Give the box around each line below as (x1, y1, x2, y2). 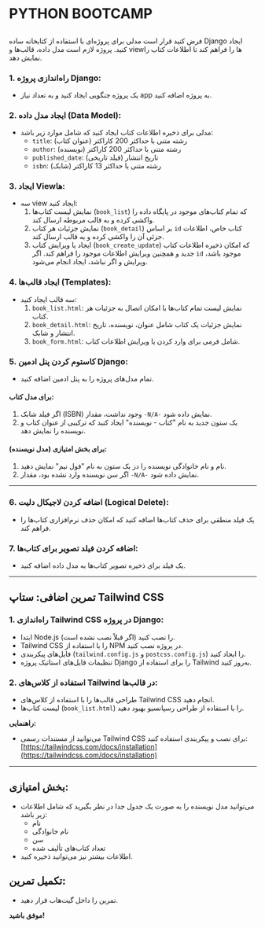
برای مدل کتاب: (9, 392, 54, 401)
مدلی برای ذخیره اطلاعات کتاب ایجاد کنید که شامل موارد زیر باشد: (20, 127, 214, 138)
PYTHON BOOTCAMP (9, 5, 153, 23)
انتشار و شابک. (31, 328, 75, 337)
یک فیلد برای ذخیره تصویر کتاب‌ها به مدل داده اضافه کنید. (20, 561, 186, 570)
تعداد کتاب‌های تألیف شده (31, 843, 106, 853)
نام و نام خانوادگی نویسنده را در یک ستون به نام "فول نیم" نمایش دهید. (20, 462, 226, 471)
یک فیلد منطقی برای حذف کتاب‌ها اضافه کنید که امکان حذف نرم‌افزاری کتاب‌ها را (20, 514, 255, 524)
